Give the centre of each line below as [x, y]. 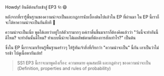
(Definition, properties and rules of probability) [64, 68]
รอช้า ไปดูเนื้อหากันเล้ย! [24, 53]
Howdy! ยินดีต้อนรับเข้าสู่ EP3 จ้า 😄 [36, 7]
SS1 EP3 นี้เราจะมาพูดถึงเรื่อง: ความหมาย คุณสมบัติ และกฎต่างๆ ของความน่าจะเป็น [84, 63]
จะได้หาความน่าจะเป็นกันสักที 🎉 [30, 22]
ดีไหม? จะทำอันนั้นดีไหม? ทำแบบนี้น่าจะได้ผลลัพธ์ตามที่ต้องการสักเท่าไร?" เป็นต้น [70, 38]
